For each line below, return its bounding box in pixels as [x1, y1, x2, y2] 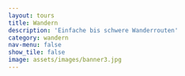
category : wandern [8, 33, 69, 42]
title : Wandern [8, 19, 59, 27]
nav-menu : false [8, 41, 62, 49]
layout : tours [8, 11, 55, 20]
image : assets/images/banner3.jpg [8, 56, 123, 64]
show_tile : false [8, 48, 66, 56]
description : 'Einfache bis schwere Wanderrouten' [8, 26, 179, 34]
